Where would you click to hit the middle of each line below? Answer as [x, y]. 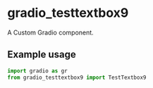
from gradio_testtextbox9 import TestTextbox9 [77, 77]
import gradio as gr [38, 71]
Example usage [42, 55]
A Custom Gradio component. [50, 32]
